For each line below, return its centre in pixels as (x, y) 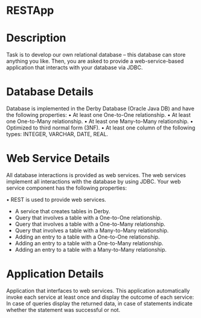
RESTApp (30, 11)
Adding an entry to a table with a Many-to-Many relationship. (91, 250)
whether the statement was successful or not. (63, 310)
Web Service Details (58, 159)
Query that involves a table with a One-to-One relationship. (88, 218)
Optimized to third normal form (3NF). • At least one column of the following (101, 128)
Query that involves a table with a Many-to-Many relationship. (92, 230)
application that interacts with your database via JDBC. (75, 67)
